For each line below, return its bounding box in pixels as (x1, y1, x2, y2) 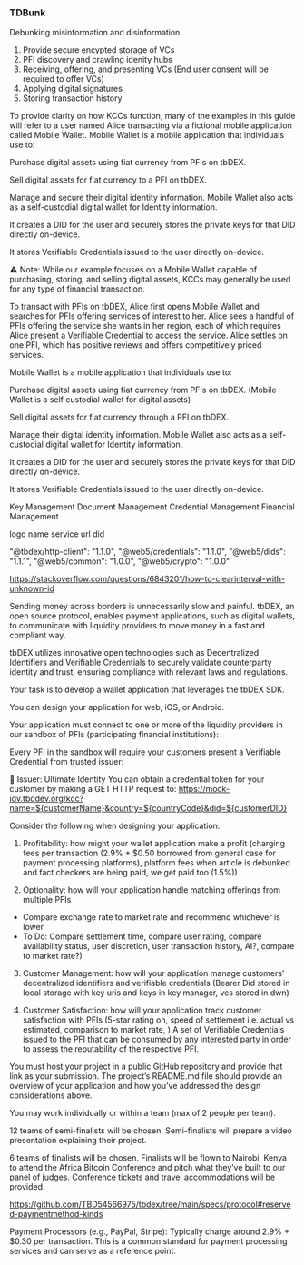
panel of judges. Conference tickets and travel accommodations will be (9, 1171, 275, 1182)
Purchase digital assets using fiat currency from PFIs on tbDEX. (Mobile (9, 384, 277, 396)
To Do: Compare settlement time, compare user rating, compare (22, 931, 262, 942)
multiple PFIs (22, 894, 72, 905)
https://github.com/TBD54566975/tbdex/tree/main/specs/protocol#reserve (9, 1199, 291, 1210)
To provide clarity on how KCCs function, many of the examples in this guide (9, 111, 296, 122)
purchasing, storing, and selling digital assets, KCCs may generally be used (9, 274, 291, 285)
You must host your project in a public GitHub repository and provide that (9, 1061, 283, 1072)
